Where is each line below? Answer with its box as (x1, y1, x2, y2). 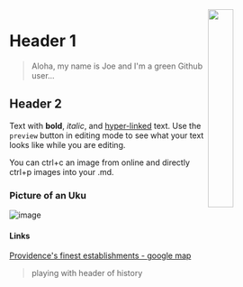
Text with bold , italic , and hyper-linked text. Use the (9, 120, 202, 131)
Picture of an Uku (9, 189, 87, 201)
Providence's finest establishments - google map (9, 250, 192, 261)
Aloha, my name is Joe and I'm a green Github (31, 60, 203, 71)
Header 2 (9, 97, 63, 112)
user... (31, 69, 56, 80)
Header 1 (9, 31, 76, 51)
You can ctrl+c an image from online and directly (9, 157, 191, 168)
